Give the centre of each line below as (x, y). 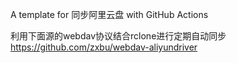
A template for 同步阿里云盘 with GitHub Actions (109, 14)
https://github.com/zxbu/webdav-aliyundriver (104, 47)
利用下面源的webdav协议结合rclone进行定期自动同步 (118, 36)
